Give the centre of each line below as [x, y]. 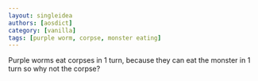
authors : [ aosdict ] [40, 23]
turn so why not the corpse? [54, 69]
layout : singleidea [40, 15]
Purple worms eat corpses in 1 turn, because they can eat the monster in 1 [129, 60]
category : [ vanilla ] [42, 30]
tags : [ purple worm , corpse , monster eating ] [85, 38]
